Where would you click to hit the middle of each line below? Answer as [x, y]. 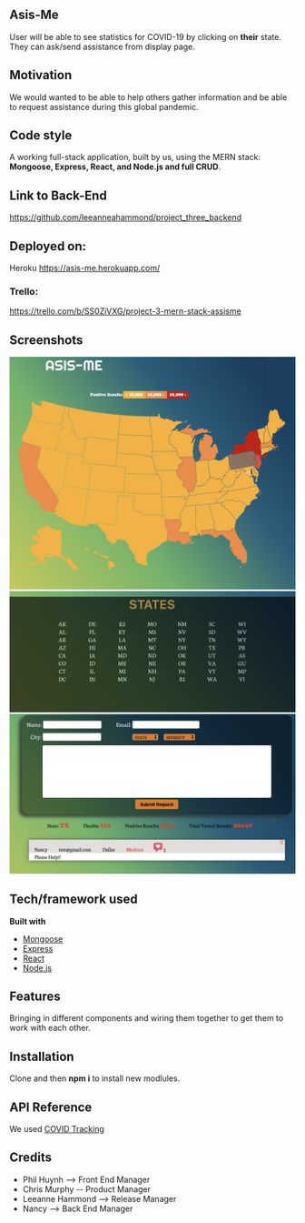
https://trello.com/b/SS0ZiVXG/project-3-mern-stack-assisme [126, 311]
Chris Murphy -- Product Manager [87, 1189]
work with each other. [50, 1028]
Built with [28, 921]
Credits [31, 1158]
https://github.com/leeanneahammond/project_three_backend [126, 217]
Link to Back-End [58, 195]
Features [35, 997]
